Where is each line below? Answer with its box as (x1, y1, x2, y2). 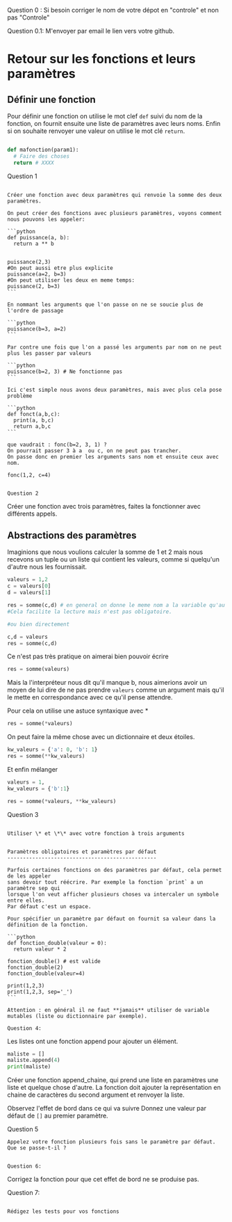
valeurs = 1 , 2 (7, 576, 49, 583)
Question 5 (7, 1125, 39, 1134)
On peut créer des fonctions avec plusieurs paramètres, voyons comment (7, 209, 222, 216)
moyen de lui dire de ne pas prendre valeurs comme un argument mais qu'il (7, 685, 224, 695)
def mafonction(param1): (7, 146, 79, 153)
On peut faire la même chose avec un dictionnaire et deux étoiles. (7, 733, 195, 741)
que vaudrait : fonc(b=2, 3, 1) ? (7, 441, 108, 448)
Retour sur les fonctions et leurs (7, 51, 196, 67)
